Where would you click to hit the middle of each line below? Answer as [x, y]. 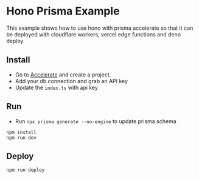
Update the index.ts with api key [57, 87]
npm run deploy [26, 170]
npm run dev [21, 138]
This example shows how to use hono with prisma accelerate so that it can [100, 28]
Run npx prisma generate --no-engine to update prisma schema [96, 121]
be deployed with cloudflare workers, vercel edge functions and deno [94, 34]
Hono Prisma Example [63, 11]
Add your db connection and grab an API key [72, 81]
